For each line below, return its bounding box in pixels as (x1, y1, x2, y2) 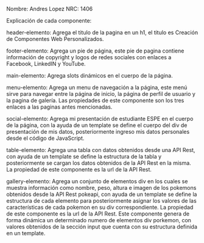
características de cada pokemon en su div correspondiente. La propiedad (6, 204, 194, 211)
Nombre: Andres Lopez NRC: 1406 (6, 5, 93, 12)
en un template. (6, 230, 46, 237)
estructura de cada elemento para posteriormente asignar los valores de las (6, 197, 197, 204)
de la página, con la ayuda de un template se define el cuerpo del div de (6, 121, 188, 129)
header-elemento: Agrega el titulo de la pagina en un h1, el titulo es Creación (6, 29, 199, 36)
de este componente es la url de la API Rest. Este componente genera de (6, 210, 190, 217)
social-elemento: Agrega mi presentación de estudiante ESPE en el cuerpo (6, 115, 194, 122)
